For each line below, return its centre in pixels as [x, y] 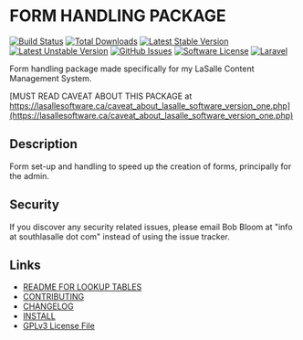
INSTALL [39, 316]
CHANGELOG [48, 306]
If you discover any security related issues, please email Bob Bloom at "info [151, 227]
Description [43, 144]
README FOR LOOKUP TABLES [82, 287]
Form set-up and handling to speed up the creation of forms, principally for [151, 166]
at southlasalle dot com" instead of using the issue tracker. [120, 236]
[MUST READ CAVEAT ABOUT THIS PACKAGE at [101, 96]
